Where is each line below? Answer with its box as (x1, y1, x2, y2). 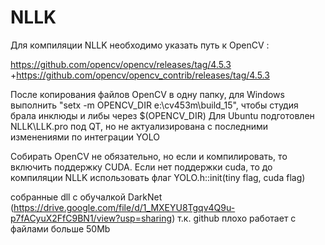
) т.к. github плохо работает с (171, 212, 297, 224)
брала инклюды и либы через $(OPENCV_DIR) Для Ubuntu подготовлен (10, 109, 315, 121)
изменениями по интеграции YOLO (10, 131, 161, 143)
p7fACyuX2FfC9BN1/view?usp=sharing (10, 212, 173, 224)
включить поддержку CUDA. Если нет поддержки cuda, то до (10, 161, 273, 173)
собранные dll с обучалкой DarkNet (10, 191, 163, 203)
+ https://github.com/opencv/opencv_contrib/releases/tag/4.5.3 (10, 69, 270, 81)
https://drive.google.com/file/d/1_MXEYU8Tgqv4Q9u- (13, 201, 236, 213)
